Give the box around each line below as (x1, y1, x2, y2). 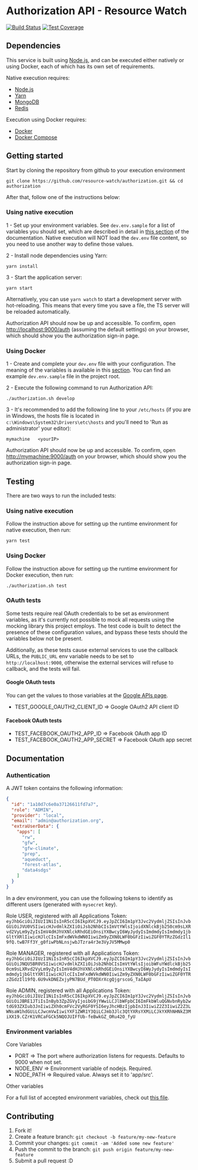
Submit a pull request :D (14, 1157, 74, 1164)
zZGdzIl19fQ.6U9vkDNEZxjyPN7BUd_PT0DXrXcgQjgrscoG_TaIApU (6, 976, 151, 982)
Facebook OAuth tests (6, 717, 62, 724)
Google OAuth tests (6, 678, 55, 686)
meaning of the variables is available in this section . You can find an (6, 366, 171, 373)
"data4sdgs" (21, 867, 51, 873)
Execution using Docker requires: (6, 116, 87, 123)
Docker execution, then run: (6, 571, 74, 578)
